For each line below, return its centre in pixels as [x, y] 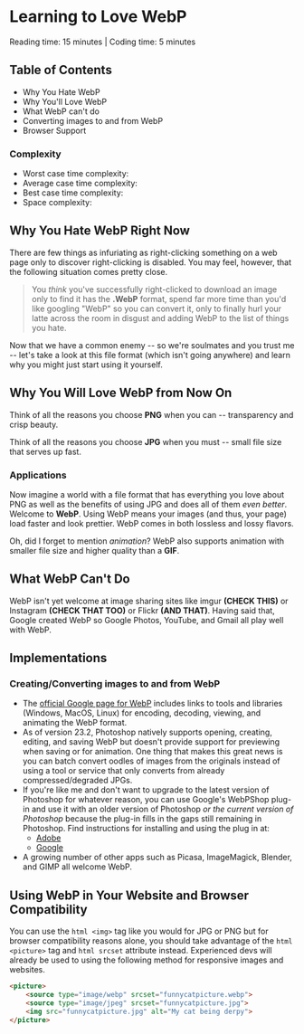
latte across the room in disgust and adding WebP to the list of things [160, 318]
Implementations [58, 658]
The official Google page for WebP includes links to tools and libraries [152, 704]
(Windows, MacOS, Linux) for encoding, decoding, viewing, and [142, 713]
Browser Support [54, 130]
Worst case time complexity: [76, 174]
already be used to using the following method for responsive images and [147, 960]
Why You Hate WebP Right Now [100, 231]
